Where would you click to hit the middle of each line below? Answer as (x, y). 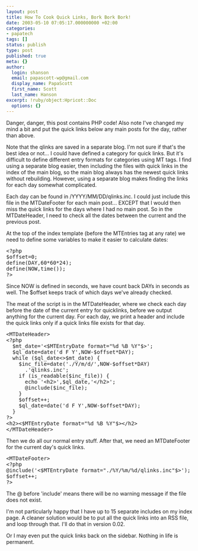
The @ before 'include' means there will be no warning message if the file (96, 493)
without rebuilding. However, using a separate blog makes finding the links (97, 179)
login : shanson (30, 73)
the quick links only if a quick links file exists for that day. (76, 323)
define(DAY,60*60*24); (39, 263)
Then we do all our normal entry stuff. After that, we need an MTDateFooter (98, 440)
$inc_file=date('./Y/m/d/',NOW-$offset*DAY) (84, 364)
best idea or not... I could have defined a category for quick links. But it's (95, 153)
